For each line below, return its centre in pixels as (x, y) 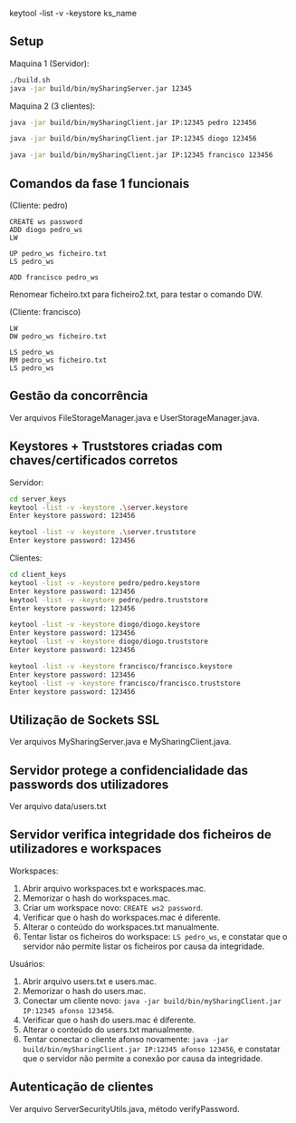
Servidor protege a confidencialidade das (129, 770)
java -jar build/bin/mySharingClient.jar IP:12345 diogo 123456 (133, 139)
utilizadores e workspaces (86, 849)
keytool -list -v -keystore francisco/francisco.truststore (125, 683)
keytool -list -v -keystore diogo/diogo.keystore (105, 625)
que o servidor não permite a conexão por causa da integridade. (143, 1058)
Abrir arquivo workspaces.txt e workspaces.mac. (114, 888)
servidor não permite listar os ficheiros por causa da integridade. (143, 946)
